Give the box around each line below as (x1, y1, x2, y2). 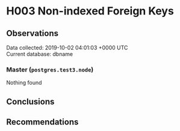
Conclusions (6, 96, 55, 106)
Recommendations (6, 117, 79, 127)
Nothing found (6, 79, 42, 87)
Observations (6, 28, 59, 38)
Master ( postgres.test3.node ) (6, 65, 94, 73)
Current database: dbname (6, 50, 73, 58)
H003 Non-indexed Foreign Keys (6, 4, 175, 18)
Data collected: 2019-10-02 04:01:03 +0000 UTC (6, 44, 128, 51)
